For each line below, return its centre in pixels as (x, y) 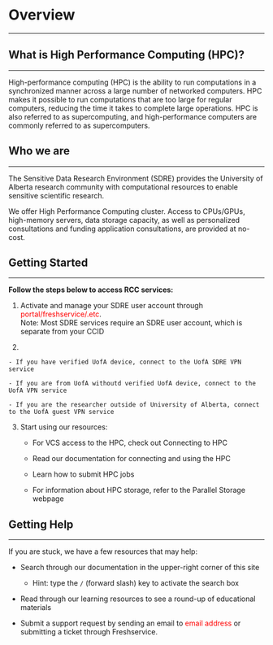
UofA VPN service (38, 391)
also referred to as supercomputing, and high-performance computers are (133, 116)
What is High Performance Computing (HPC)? (127, 55)
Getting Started (48, 262)
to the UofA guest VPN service (61, 412)
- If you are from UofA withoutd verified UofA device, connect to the (132, 384)
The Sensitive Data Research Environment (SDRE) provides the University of (136, 178)
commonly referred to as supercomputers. (79, 125)
